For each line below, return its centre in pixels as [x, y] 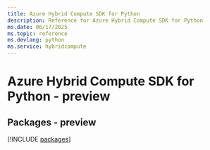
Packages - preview [52, 122]
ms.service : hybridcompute [47, 46]
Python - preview [59, 96]
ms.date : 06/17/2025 [38, 27]
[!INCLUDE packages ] [39, 139]
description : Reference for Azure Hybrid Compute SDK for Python [105, 20]
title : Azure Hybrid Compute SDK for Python [74, 14]
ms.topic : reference [38, 33]
